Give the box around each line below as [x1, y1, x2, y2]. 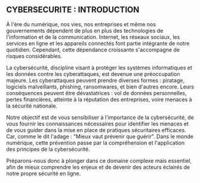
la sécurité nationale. [6, 102, 58, 109]
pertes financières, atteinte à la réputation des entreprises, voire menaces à [6, 96, 192, 103]
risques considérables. [6, 52, 63, 59]
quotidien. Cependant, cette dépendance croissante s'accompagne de [6, 46, 180, 53]
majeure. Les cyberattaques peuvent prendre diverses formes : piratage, [6, 77, 185, 84]
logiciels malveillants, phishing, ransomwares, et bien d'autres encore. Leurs [6, 83, 194, 90]
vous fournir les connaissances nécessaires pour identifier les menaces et [6, 120, 189, 127]
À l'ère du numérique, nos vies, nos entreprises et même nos [6, 20, 156, 28]
